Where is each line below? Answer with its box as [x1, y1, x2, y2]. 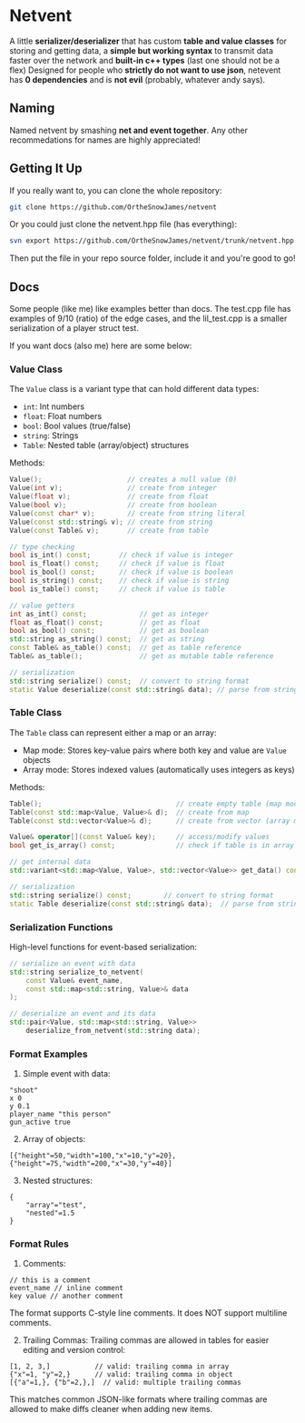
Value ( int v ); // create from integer [9, 484, 218, 493]
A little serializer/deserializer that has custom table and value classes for [9, 35, 288, 46]
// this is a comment [9, 1276, 92, 1285]
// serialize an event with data [9, 958, 136, 968]
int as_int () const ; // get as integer [9, 609, 209, 618]
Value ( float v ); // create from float [9, 492, 209, 501]
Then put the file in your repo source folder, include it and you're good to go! [9, 253, 296, 264]
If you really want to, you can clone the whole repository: [9, 185, 222, 195]
